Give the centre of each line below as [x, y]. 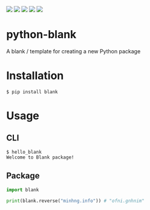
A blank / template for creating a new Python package [73, 51]
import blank [23, 190]
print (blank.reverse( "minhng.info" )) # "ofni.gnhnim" [76, 201]
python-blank [41, 35]
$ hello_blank [24, 152]
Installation [35, 76]
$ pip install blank [32, 92]
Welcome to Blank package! [40, 157]
